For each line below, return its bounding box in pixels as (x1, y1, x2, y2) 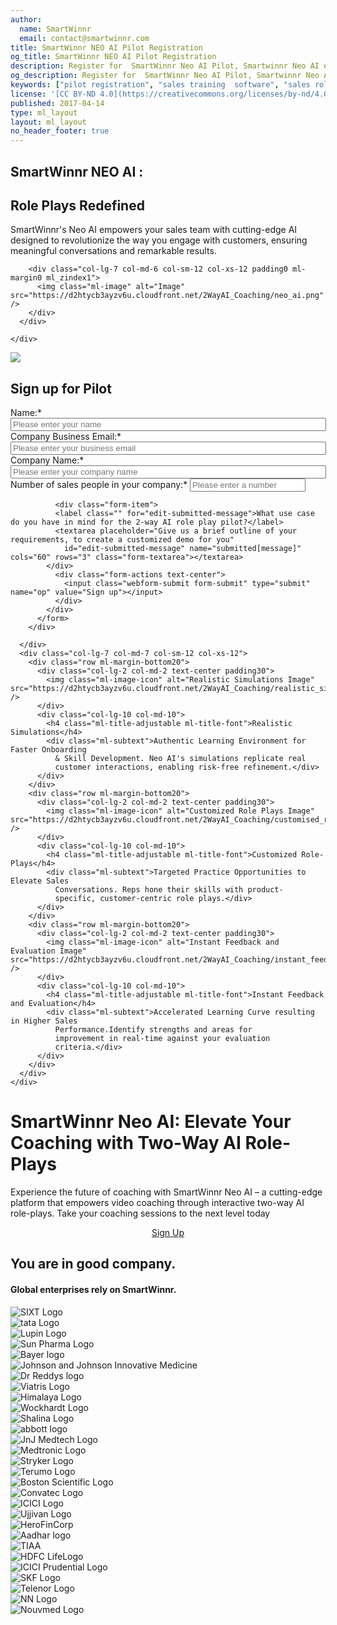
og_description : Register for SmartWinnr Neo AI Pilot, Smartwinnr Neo (10, 71, 320, 81)
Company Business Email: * (10, 431, 122, 443)
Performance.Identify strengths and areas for (54, 1025, 253, 1035)
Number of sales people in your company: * (10, 479, 188, 491)
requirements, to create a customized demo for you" (10, 535, 235, 545)
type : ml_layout (10, 107, 78, 118)
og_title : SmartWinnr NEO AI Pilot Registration (10, 52, 217, 62)
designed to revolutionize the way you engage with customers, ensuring (10, 234, 308, 246)
